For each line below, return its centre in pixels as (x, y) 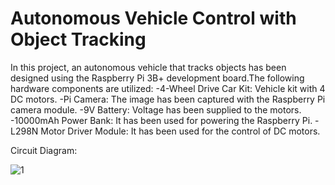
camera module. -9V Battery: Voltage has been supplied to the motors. (156, 109)
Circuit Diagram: (44, 150)
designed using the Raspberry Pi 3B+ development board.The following (157, 78)
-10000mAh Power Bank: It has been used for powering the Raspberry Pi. (161, 120)
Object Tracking (78, 39)
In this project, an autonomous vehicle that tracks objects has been (148, 67)
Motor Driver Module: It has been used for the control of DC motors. (180, 131)
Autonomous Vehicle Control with (153, 18)
